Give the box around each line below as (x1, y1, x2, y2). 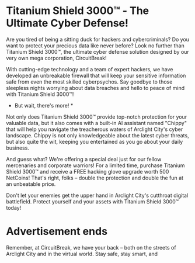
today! (6, 204, 22, 211)
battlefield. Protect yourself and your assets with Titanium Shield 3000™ (6, 198, 179, 205)
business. (6, 144, 29, 151)
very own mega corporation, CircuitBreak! (6, 54, 107, 61)
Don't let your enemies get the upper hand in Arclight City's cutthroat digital (6, 192, 189, 199)
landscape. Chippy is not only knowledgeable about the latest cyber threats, (6, 131, 189, 139)
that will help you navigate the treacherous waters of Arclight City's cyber (6, 126, 183, 133)
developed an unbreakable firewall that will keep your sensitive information (6, 72, 186, 79)
